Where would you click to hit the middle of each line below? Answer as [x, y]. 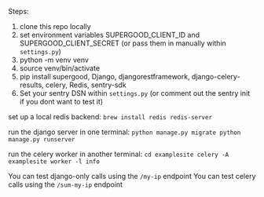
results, [32, 85]
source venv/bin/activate [60, 68]
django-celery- [216, 77]
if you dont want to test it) [61, 102]
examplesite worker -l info [54, 162]
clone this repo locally [55, 26]
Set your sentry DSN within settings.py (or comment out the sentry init [135, 93]
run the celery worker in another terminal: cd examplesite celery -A [119, 154]
